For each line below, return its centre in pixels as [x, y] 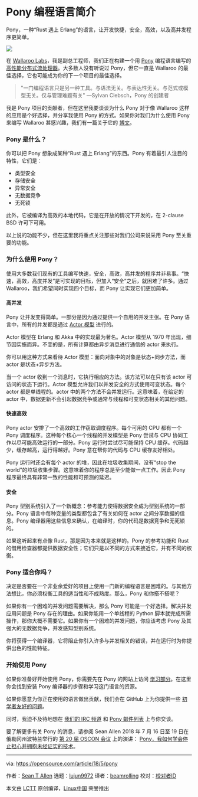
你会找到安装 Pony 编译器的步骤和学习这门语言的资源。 [73, 686]
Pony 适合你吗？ [29, 572]
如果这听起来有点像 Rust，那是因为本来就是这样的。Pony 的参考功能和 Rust [98, 541]
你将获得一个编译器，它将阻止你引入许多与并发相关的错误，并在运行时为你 [96, 641]
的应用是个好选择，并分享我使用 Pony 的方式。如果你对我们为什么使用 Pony [98, 115]
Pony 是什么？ [27, 139]
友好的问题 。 [32, 706]
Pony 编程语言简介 [51, 12]
